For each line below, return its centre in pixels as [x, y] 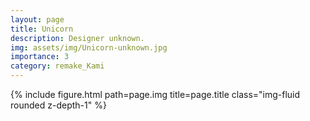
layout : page [37, 19]
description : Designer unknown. [77, 38]
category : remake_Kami [57, 66]
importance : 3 [40, 57]
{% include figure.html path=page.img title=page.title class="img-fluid [155, 94]
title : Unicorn [42, 29]
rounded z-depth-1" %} [58, 105]
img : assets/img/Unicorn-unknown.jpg [89, 47]
